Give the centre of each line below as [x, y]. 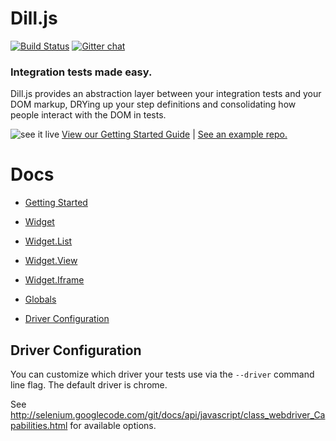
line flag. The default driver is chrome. [89, 384]
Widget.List [48, 241]
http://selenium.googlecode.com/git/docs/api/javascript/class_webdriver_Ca [168, 414]
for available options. [113, 425]
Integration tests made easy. [81, 72]
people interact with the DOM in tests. [88, 115]
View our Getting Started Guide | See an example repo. [174, 134]
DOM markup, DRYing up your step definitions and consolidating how [153, 104]
